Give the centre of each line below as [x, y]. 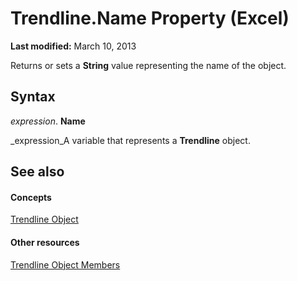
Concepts [31, 197]
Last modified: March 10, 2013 [73, 46]
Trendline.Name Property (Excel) [150, 18]
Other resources [45, 242]
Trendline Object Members [65, 264]
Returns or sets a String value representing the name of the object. [148, 65]
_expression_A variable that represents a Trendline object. [130, 140]
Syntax [33, 97]
